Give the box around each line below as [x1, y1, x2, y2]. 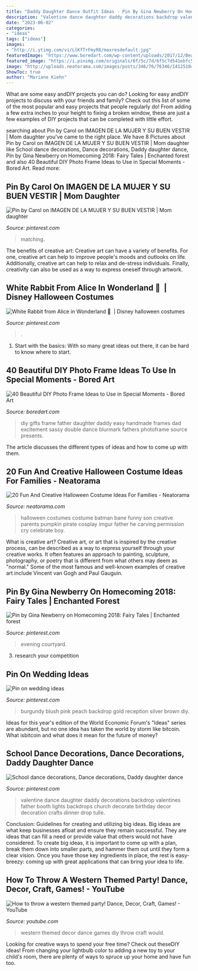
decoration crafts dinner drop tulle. [20, 809, 105, 816]
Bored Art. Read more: [6, 164, 61, 172]
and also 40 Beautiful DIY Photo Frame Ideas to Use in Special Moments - [6, 159, 186, 166]
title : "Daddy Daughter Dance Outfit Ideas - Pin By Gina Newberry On [6, 8, 183, 15]
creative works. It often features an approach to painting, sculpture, [6, 551, 170, 558]
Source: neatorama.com [6, 503, 65, 510]
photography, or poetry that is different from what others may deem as [6, 557, 178, 564]
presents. [20, 432, 44, 439]
